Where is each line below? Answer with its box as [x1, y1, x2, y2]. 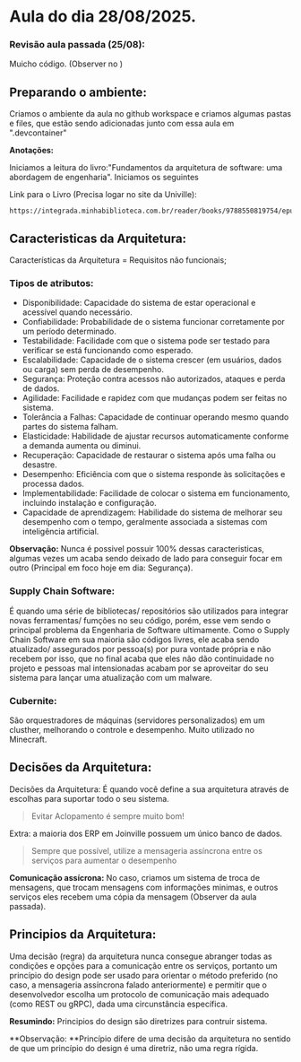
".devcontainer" [9, 127, 67, 138]
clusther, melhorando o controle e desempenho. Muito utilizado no [9, 725, 255, 735]
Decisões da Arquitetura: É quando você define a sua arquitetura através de [9, 783, 289, 795]
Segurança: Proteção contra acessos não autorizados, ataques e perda [21, 374, 286, 385]
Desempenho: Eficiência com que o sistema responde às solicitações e [21, 469, 286, 480]
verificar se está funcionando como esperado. [21, 345, 193, 356]
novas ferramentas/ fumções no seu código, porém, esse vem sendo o [9, 614, 271, 625]
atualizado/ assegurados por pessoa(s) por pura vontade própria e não [9, 643, 271, 654]
